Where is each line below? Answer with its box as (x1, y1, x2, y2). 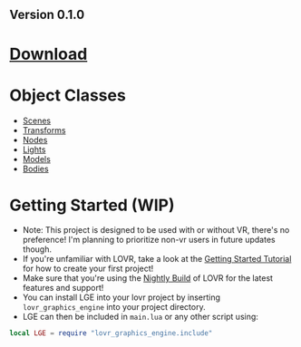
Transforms (22, 124, 66, 135)
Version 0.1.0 (9, 7, 85, 23)
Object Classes (9, 85, 127, 105)
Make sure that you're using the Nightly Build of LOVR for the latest (22, 273, 274, 284)
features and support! (22, 283, 104, 294)
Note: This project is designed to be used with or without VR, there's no (22, 225, 290, 236)
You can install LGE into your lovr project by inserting (22, 292, 220, 303)
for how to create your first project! (22, 263, 154, 275)
